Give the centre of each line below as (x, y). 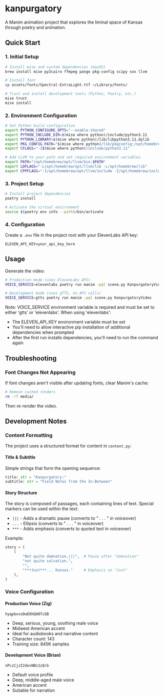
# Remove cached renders (30, 392)
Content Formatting (29, 435)
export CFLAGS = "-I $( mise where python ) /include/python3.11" (68, 148)
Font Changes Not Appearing (40, 372)
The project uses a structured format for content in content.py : (68, 446)
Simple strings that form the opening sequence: (53, 468)
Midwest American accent (38, 628)
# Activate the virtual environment (42, 207)
